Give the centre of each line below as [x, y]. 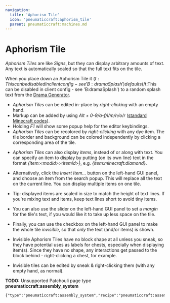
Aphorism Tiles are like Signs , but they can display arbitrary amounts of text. [85, 64]
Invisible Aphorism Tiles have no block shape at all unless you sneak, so [88, 239]
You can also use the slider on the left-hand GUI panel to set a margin [85, 209]
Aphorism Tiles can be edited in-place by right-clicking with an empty [85, 105]
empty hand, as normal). [38, 271]
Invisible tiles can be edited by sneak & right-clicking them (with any [84, 265]
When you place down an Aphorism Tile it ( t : [52, 79]
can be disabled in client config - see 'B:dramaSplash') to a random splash [83, 89]
